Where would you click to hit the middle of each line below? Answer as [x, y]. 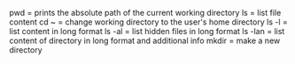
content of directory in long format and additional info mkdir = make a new [145, 40]
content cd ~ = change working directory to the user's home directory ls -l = [148, 22]
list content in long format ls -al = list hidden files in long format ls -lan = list [147, 31]
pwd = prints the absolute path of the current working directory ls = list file [145, 13]
